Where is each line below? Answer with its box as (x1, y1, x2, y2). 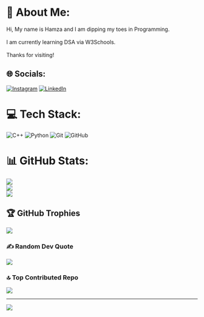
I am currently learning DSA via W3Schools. (6, 38, 116, 45)
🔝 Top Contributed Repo (6, 273, 79, 281)
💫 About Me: (6, 5, 70, 19)
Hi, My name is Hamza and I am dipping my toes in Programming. (6, 25, 170, 33)
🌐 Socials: (6, 69, 46, 79)
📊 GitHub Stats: (6, 154, 89, 167)
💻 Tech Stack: (6, 107, 81, 121)
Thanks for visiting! (6, 51, 55, 58)
